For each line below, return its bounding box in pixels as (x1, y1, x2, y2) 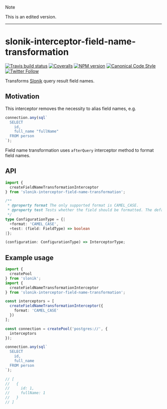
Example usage (5, 253, 54, 262)
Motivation (5, 92, 40, 101)
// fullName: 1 (5, 391, 46, 396)
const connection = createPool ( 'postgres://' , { (5, 326, 108, 331)
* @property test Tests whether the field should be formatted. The (7, 207, 153, 213)
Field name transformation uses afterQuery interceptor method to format (5, 147, 154, 153)
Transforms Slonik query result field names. (5, 78, 95, 84)
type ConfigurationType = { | (5, 216, 66, 222)
